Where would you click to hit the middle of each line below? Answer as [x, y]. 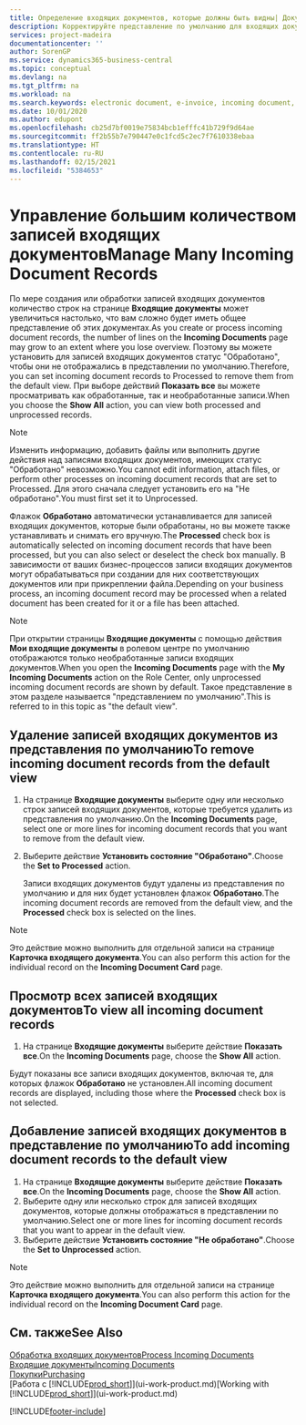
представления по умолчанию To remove [132, 749]
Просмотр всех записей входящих [114, 995]
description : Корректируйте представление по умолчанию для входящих [144, 26]
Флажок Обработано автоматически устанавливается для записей [141, 517]
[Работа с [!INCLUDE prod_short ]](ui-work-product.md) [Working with [139, 1384]
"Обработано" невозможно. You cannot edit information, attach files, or [145, 469]
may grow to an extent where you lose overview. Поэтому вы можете [141, 347]
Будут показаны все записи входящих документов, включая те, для [142, 1073]
